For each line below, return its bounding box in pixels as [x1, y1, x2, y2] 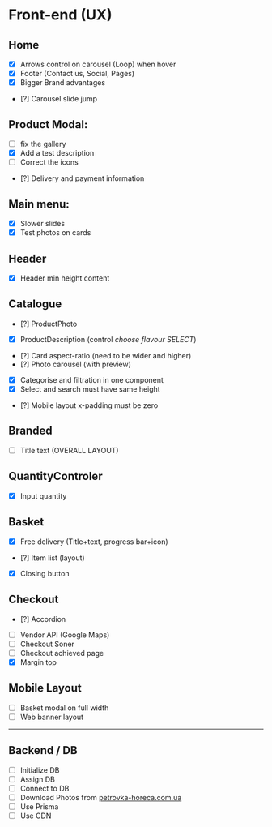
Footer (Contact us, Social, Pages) [19, 69, 135, 79]
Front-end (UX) [8, 6, 113, 24]
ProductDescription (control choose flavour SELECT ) [19, 334, 197, 344]
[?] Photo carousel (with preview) [19, 359, 132, 369]
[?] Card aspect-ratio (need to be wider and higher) [19, 350, 192, 360]
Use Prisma [19, 801, 59, 812]
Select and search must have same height [19, 384, 160, 394]
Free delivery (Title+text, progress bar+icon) [19, 537, 168, 546]
